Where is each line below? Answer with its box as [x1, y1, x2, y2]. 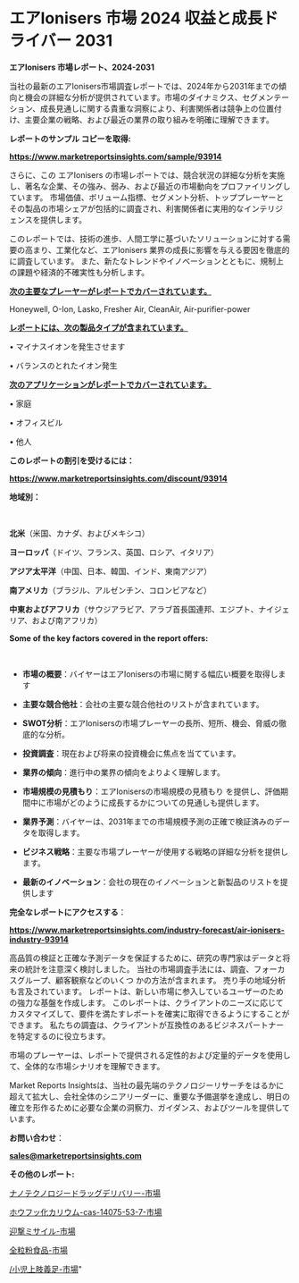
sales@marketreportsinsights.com [9, 1150, 143, 1161]
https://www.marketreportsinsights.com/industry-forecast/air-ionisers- [9, 924, 286, 935]
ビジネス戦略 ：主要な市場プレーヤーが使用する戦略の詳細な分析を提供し [21, 846, 288, 857]
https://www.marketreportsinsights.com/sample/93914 [9, 151, 222, 162]
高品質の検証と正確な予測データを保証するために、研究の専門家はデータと [9, 952, 283, 963]
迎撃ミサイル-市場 [9, 1226, 76, 1237]
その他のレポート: [9, 1169, 75, 1179]
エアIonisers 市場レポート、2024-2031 [9, 62, 154, 72]
